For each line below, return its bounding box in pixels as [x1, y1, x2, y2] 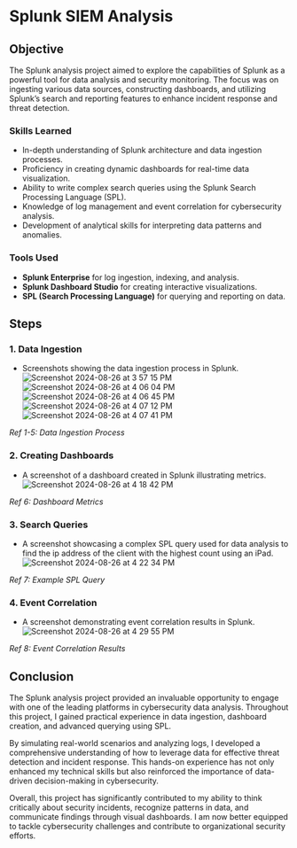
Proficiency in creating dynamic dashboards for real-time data [21, 164, 250, 175]
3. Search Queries [9, 518, 89, 531]
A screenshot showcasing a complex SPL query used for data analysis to [21, 538, 289, 548]
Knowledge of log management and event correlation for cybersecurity [21, 201, 282, 212]
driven [9, 775, 33, 786]
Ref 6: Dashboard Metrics [9, 496, 104, 507]
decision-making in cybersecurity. [34, 775, 160, 786]
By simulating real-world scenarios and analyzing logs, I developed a [9, 737, 261, 748]
